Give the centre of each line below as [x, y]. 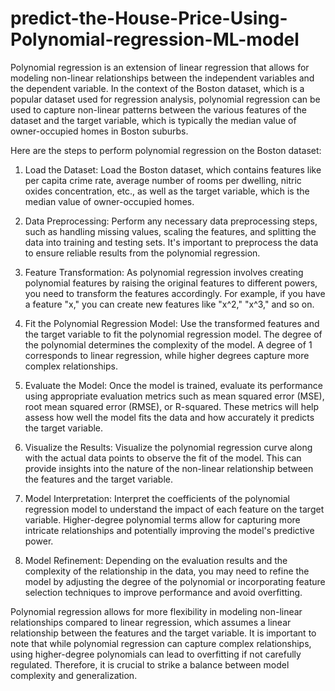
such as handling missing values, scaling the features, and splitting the [170, 231]
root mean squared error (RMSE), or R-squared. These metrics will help [172, 406]
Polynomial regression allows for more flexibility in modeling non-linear [156, 611]
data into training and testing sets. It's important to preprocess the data [171, 242]
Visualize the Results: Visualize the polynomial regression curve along [168, 447]
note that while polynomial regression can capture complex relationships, [161, 643]
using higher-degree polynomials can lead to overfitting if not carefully [156, 654]
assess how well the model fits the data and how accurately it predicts [169, 417]
